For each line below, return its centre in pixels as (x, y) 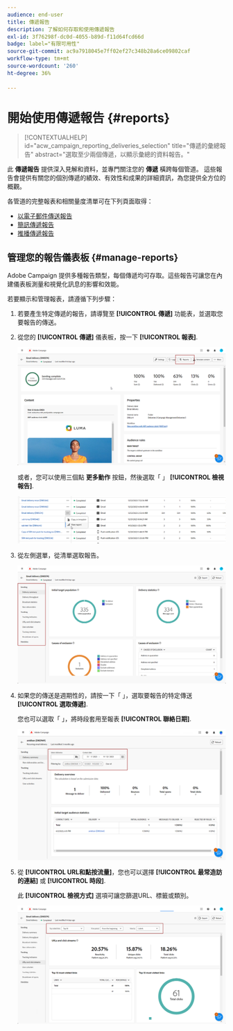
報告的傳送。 (42, 322)
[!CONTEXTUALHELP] (56, 137)
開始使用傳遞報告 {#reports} (88, 118)
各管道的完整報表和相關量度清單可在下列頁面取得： (80, 201)
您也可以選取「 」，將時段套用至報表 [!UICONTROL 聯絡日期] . (104, 719)
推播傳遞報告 (35, 233)
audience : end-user (35, 15)
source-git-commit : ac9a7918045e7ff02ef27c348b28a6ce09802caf (99, 51)
